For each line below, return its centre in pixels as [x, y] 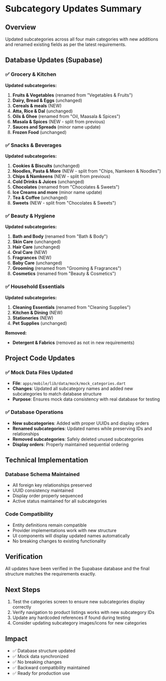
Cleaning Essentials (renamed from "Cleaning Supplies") [71, 307]
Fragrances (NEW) [32, 257]
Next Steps [23, 590]
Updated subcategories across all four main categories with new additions [82, 39]
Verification [24, 556]
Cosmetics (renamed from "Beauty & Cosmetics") [64, 273]
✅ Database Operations [34, 412]
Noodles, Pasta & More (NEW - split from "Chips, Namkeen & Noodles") [87, 171]
